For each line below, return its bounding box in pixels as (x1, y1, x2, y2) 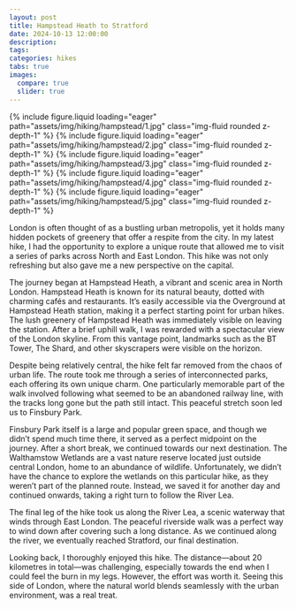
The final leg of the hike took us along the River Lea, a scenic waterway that (9, 506, 285, 517)
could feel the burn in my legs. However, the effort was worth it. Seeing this (9, 571, 284, 582)
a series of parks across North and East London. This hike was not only (9, 250, 269, 261)
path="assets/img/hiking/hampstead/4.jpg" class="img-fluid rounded (9, 177, 262, 187)
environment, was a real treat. (9, 590, 118, 600)
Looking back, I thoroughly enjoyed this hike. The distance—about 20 (9, 552, 262, 562)
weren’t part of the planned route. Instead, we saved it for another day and (9, 480, 281, 491)
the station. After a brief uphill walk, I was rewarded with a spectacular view (9, 324, 285, 334)
